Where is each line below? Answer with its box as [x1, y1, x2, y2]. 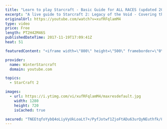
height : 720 [14, 103, 39, 108]
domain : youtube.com [9, 66, 52, 72]
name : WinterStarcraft [9, 62, 57, 67]
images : [5, 89, 21, 94]
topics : [5, 75, 21, 81]
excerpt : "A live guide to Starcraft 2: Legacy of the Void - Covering [5, 12, 157, 17]
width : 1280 [14, 98, 39, 103]
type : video [5, 21, 30, 26]
